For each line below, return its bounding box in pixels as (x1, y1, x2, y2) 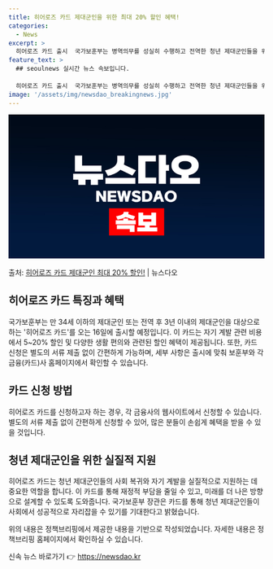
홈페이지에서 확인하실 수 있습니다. (36, 534, 144, 545)
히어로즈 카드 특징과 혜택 (8, 294, 124, 308)
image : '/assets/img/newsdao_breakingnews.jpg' (8, 90, 173, 98)
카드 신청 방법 (8, 383, 73, 398)
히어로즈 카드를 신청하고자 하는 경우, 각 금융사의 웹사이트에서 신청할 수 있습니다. (8, 407, 262, 417)
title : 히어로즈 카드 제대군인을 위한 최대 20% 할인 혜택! (8, 13, 180, 21)
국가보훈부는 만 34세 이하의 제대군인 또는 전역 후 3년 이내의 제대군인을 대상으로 (8, 317, 260, 326)
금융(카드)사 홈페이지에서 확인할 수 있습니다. (8, 357, 149, 367)
